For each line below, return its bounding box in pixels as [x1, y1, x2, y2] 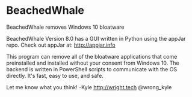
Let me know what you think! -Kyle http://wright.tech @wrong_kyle [6, 83, 172, 90]
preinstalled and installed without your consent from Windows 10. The [6, 59, 179, 66]
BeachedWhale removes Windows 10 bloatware [6, 23, 125, 31]
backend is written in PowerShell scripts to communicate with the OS [6, 65, 178, 72]
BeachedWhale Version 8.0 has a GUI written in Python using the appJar [6, 35, 186, 42]
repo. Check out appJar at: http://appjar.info [6, 41, 116, 48]
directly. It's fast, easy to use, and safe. [6, 72, 104, 79]
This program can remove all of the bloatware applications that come [6, 53, 178, 60]
